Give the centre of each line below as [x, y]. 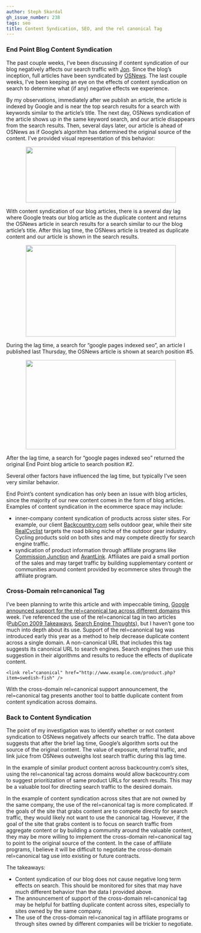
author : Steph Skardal [34, 12]
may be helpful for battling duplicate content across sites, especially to [102, 905]
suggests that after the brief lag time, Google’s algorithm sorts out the [92, 743]
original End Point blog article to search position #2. [70, 464]
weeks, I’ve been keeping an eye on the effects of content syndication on [97, 82]
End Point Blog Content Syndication [59, 50]
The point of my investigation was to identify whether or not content [90, 731]
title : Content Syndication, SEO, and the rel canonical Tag [84, 29]
